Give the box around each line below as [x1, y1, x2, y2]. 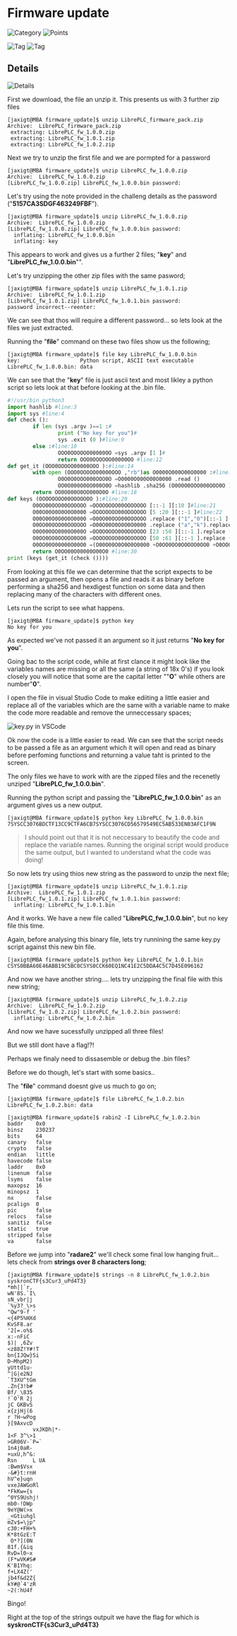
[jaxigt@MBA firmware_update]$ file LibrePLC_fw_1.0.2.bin [7, 1095, 185, 1102]
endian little [7, 1151, 55, 1158]
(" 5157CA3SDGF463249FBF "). [7, 199, 99, 208]
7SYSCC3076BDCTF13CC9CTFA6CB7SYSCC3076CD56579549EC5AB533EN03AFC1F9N [7, 820, 217, 828]
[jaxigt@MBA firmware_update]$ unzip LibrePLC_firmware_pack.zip [7, 116, 203, 123]
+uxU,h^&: [7, 1451, 37, 1458]
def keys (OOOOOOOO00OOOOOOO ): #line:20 [7, 495, 128, 503]
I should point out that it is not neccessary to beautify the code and [24, 833, 220, 841]
